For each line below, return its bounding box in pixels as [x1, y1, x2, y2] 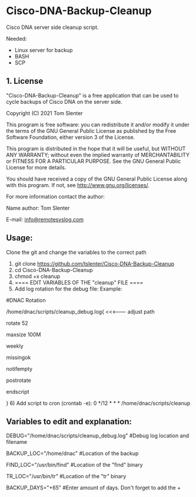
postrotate [6, 377, 31, 384]
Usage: [6, 233, 34, 243]
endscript [6, 388, 29, 395]
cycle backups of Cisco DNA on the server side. [6, 98, 122, 105]
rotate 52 [6, 319, 28, 326]
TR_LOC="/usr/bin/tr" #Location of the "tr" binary [6, 473, 127, 480]
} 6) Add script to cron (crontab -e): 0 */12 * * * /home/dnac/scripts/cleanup [6, 400, 191, 407]
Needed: [6, 35, 28, 42]
